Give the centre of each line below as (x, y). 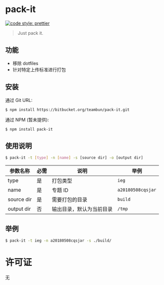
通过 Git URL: (19, 100)
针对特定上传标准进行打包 (39, 70)
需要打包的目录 (69, 200)
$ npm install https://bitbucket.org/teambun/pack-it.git (67, 109)
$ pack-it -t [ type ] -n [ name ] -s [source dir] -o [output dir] (74, 158)
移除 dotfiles (25, 63)
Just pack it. (31, 33)
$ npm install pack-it (29, 129)
